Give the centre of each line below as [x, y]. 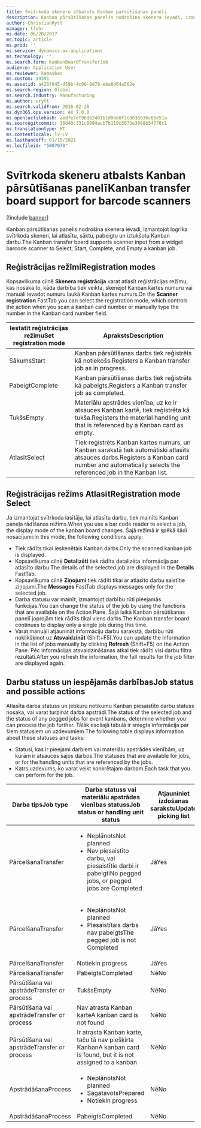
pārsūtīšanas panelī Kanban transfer [98, 188]
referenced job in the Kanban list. [121, 473]
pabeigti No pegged [114, 873]
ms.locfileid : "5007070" [37, 145]
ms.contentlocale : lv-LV [37, 135]
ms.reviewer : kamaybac [34, 73]
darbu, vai [101, 858]
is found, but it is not [106, 1055]
